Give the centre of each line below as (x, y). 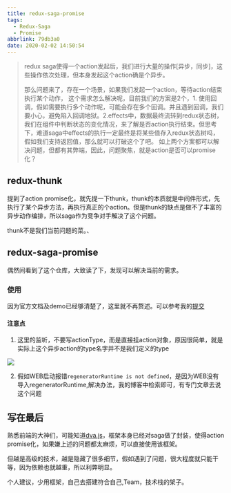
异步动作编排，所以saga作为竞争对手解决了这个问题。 (83, 216)
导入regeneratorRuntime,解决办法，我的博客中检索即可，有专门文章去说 (119, 385)
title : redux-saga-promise (46, 13)
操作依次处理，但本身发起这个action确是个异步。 (99, 75)
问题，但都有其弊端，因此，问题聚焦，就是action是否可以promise (123, 150)
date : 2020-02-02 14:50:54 (46, 46)
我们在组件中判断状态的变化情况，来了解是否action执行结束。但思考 (120, 124)
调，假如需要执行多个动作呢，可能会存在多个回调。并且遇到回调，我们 (124, 107)
